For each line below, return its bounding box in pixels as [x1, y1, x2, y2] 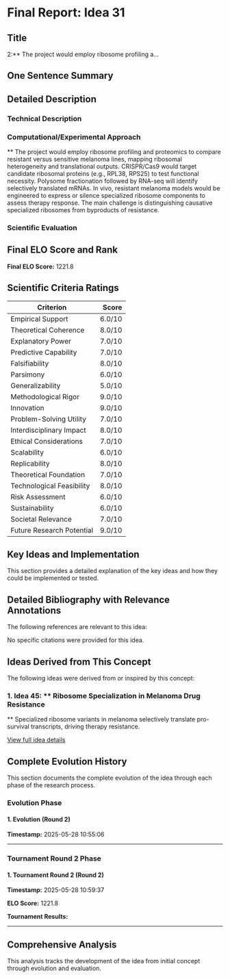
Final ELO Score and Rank [7, 244, 118, 256]
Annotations [7, 605, 62, 616]
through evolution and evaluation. [7, 964, 101, 973]
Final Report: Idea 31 [7, 5, 125, 21]
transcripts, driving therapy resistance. [30, 722, 140, 730]
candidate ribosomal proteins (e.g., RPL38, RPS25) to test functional [7, 170, 200, 177]
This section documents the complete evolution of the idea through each [7, 774, 212, 782]
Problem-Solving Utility [10, 414, 87, 424]
